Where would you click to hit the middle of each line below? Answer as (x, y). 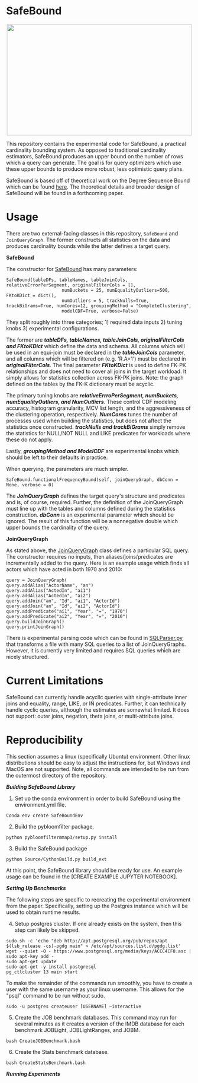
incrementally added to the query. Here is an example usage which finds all (98, 563)
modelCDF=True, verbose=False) (100, 311)
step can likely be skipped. (47, 930)
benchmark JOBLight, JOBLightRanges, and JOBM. (77, 1030)
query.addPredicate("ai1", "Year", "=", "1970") (67, 611)
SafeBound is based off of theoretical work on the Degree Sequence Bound (98, 180)
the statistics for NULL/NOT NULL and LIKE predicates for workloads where (98, 433)
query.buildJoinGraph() (35, 622)
